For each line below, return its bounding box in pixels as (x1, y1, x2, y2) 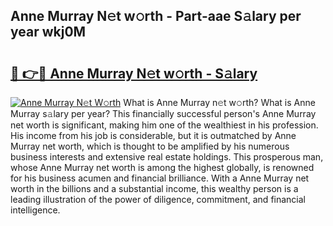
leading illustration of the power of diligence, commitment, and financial (10, 194, 307, 205)
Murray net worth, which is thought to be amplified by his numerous (10, 140, 290, 152)
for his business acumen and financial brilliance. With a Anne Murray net (10, 172, 310, 184)
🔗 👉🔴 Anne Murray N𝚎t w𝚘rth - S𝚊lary (10, 65, 258, 82)
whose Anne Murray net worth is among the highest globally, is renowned (10, 162, 315, 173)
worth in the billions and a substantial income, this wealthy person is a (10, 183, 299, 194)
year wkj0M (10, 24, 87, 41)
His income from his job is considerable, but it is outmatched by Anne (10, 130, 297, 141)
